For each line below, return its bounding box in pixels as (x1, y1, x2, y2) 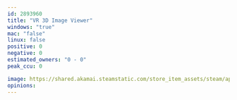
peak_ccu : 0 (7, 63, 42, 70)
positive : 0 (7, 43, 42, 50)
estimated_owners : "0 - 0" (7, 56, 87, 63)
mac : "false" (7, 30, 46, 37)
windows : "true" (7, 23, 55, 30)
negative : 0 (7, 50, 42, 57)
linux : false (7, 37, 46, 44)
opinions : (7, 82, 37, 89)
